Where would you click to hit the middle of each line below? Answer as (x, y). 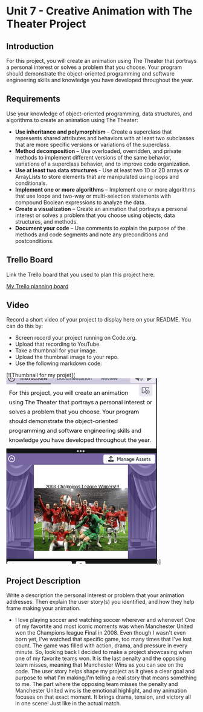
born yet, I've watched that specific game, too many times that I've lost (103, 639)
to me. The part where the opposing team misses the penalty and (96, 684)
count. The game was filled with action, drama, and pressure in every (101, 646)
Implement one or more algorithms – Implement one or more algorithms (105, 189)
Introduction (30, 46)
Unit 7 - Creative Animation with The (99, 11)
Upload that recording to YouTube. (58, 344)
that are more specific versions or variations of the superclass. (93, 144)
